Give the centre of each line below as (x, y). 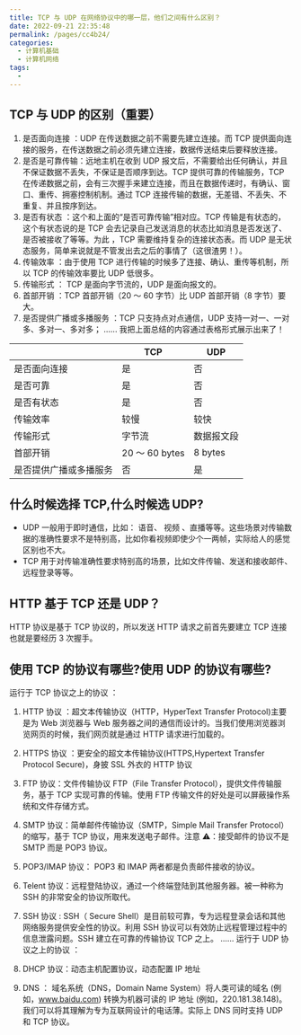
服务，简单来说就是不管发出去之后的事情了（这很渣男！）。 (138, 250)
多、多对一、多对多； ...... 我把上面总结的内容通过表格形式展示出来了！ (153, 329)
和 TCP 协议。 (48, 1022)
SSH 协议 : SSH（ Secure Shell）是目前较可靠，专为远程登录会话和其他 (154, 916)
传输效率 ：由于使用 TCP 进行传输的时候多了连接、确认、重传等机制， (151, 261)
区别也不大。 (46, 550)
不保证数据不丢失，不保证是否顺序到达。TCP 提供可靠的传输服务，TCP (153, 172)
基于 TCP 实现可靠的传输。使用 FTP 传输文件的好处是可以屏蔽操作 (160, 795)
